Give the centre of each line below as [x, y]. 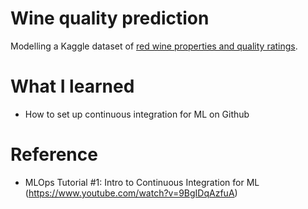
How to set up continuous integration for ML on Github [137, 114]
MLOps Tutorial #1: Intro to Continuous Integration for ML [142, 182]
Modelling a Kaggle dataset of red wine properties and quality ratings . [154, 46]
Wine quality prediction [110, 18]
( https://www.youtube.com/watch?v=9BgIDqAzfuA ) [131, 193]
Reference [54, 154]
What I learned [72, 86]
